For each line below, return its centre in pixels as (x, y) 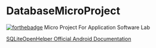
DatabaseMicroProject (63, 11)
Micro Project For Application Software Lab (97, 27)
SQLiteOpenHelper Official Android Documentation (69, 39)
